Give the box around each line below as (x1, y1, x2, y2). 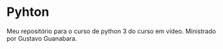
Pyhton (6, 4, 50, 20)
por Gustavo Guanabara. (6, 34, 78, 42)
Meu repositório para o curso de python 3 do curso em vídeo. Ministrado (6, 27, 216, 35)
